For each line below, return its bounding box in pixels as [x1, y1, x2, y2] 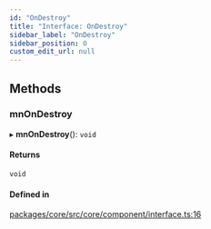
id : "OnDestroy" [9, 13, 71, 23]
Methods [9, 81, 62, 96]
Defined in [9, 188, 50, 200]
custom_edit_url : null [9, 47, 95, 56]
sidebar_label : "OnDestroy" [9, 30, 116, 39]
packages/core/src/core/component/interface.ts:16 [9, 209, 202, 220]
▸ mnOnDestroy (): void [9, 128, 97, 139]
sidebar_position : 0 [9, 38, 88, 48]
